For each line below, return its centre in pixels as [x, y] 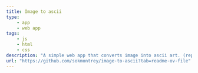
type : [13, 17]
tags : [13, 34]
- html [25, 45]
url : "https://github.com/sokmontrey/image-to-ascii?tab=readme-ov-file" [99, 61]
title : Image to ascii [34, 11]
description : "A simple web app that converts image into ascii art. [93, 55]
